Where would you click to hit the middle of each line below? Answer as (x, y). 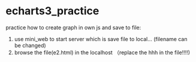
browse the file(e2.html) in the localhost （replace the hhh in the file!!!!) (102, 52)
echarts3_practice (52, 11)
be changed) (30, 45)
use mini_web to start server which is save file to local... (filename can (101, 39)
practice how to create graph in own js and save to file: (73, 27)
